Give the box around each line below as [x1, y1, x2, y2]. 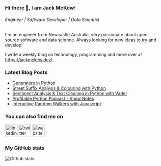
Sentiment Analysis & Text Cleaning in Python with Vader [12, 91, 128, 96]
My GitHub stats [5, 144, 45, 151]
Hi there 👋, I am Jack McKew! [5, 4, 76, 11]
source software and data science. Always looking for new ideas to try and [5, 37, 156, 43]
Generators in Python [12, 80, 55, 86]
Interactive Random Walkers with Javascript [12, 101, 102, 107]
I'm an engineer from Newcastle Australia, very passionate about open [5, 32, 148, 38]
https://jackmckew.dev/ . [5, 57, 54, 63]
